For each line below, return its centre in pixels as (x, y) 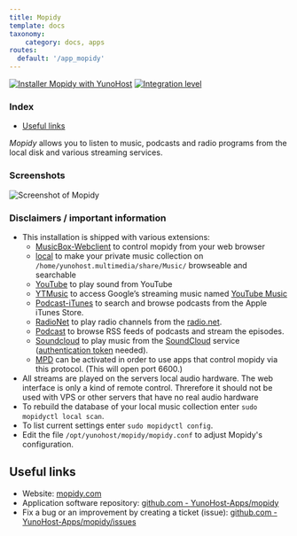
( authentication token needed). (92, 350)
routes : (23, 50)
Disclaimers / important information (88, 218)
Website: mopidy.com (62, 493)
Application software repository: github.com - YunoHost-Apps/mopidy (150, 502)
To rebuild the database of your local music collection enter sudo (140, 406)
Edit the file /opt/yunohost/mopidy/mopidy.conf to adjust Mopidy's (142, 434)
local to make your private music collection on (119, 256)
